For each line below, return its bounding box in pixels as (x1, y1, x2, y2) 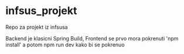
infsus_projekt (5, 4, 77, 18)
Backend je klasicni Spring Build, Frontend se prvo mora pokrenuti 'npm (5, 35, 179, 42)
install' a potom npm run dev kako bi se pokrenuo (5, 41, 125, 48)
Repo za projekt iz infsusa (5, 23, 68, 31)
